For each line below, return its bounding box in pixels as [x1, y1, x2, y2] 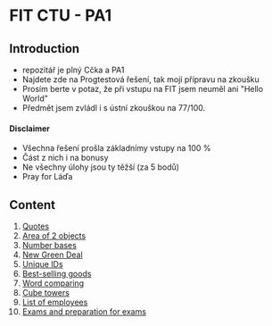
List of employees [21, 297, 88, 308]
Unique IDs [21, 259, 64, 270]
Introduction [9, 41, 80, 56]
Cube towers [21, 288, 70, 298]
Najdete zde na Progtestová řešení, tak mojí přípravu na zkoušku [21, 74, 260, 85]
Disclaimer [9, 122, 51, 134]
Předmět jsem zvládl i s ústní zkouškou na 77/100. [21, 103, 206, 113]
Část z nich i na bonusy [21, 153, 109, 163]
